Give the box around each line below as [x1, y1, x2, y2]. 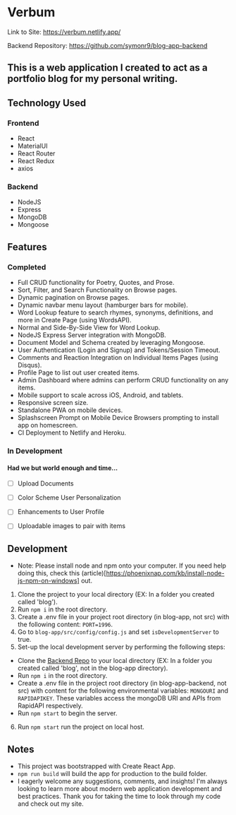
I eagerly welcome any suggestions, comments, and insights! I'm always [17, 777, 228, 785]
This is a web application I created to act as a [7, 61, 208, 74]
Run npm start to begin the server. [17, 709, 118, 717]
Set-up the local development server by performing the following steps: [17, 643, 225, 651]
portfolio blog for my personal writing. [7, 73, 178, 85]
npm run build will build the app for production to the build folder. [17, 770, 208, 778]
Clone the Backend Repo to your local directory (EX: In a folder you [17, 657, 213, 665]
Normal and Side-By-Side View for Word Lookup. [17, 323, 161, 332]
